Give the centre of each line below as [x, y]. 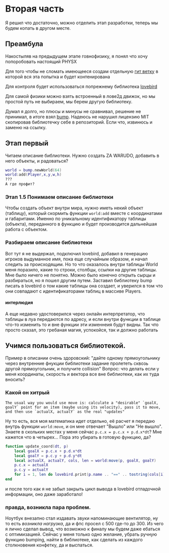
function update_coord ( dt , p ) [37, 446]
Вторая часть [35, 9]
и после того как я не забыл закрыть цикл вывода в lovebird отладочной [83, 489]
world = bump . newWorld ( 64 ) [33, 170]
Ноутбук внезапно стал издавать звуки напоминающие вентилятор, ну [82, 518]
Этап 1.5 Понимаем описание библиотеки [59, 197]
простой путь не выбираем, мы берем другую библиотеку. [69, 101]
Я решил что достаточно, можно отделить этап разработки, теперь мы [82, 23]
